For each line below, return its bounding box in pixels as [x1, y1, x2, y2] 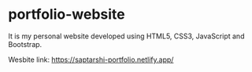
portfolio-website [8, 5, 125, 23]
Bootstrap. [8, 39, 43, 49]
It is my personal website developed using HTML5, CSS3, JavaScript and [8, 31, 245, 41]
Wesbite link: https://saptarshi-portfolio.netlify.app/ [8, 55, 174, 64]
